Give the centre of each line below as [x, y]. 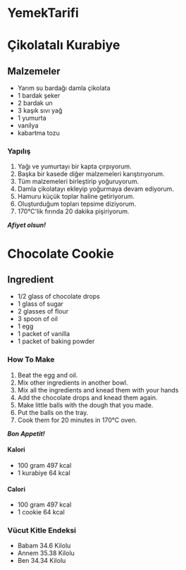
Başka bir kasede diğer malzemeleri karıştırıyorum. [91, 174]
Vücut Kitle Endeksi [42, 531]
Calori [17, 489]
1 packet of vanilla [44, 334]
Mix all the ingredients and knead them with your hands [98, 390]
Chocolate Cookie [61, 253]
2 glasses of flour [43, 311]
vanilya [28, 125]
